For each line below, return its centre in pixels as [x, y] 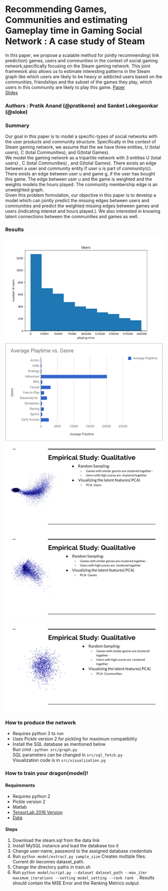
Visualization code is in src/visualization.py [59, 760]
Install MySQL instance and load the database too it [65, 846]
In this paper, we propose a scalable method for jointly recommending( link [82, 55]
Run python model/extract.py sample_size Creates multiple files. [79, 856]
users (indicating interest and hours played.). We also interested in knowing [83, 211]
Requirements [20, 785]
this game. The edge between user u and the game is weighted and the [79, 179]
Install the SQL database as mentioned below [59, 744]
